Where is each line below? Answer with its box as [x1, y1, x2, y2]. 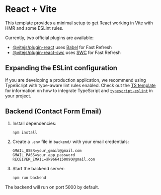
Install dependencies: [12, 120, 57, 126]
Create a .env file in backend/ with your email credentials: [12, 139, 129, 145]
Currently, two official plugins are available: [5, 35, 94, 41]
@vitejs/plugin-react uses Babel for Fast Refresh [12, 44, 112, 50]
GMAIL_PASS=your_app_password [12, 152, 76, 158]
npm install [12, 130, 37, 135]
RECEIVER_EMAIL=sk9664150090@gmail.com [12, 157, 95, 162]
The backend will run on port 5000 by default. [5, 184, 99, 190]
